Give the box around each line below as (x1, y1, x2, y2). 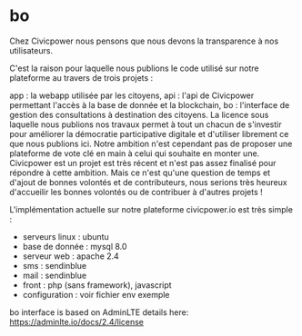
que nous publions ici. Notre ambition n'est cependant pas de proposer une (9, 138, 293, 149)
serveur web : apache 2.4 (22, 251, 120, 262)
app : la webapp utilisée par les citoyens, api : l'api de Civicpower (9, 90, 255, 101)
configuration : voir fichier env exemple (22, 289, 170, 300)
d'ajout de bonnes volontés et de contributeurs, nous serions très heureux (9, 176, 288, 187)
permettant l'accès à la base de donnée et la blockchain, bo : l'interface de (9, 99, 290, 110)
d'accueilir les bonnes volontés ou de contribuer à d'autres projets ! (9, 186, 264, 197)
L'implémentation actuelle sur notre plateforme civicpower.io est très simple (9, 203, 294, 214)
